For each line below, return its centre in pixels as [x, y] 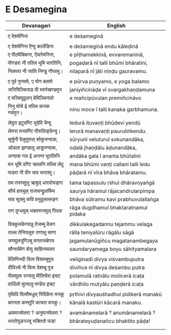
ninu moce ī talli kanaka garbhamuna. [114, 109]
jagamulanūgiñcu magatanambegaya [114, 241]
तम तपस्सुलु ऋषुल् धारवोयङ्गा [35, 183]
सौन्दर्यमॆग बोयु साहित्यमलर [31, 249]
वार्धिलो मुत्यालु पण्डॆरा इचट [32, 284]
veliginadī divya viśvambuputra [107, 259]
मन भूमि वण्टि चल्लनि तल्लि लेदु [36, 164]
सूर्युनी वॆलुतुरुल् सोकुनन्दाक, [33, 139]
